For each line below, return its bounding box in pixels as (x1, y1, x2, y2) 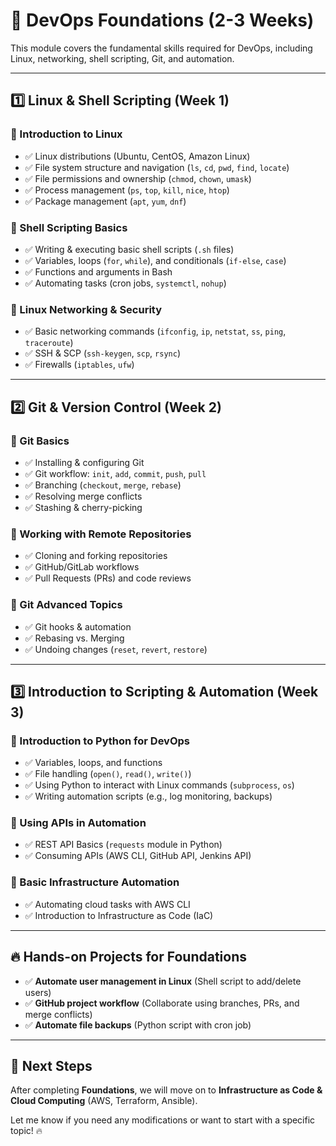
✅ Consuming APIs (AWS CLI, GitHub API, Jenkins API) (24, 850, 252, 862)
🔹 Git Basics (10, 434, 70, 448)
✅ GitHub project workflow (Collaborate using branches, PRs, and (24, 997, 300, 1009)
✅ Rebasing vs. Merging (24, 632, 125, 644)
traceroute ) (24, 337, 74, 349)
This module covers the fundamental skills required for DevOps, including (10, 42, 313, 54)
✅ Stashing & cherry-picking (24, 501, 143, 513)
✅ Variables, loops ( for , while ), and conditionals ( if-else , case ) (24, 254, 287, 266)
